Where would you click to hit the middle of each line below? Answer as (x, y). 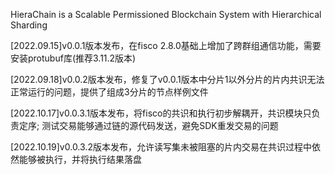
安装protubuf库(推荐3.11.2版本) (73, 58)
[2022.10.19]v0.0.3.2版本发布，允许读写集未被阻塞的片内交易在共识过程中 (161, 147)
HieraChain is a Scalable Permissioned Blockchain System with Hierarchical (166, 14)
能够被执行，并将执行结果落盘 (80, 159)
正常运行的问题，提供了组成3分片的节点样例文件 (109, 92)
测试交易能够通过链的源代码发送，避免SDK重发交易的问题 (160, 125)
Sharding (29, 25)
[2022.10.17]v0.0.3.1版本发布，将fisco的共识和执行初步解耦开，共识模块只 (161, 113)
